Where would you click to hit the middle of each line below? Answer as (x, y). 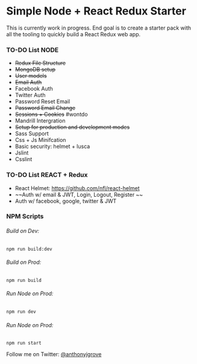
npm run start (24, 343)
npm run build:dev (29, 249)
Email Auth (28, 82)
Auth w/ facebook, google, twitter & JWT (66, 201)
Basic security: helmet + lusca (52, 147)
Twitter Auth (30, 95)
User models (31, 76)
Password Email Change (45, 108)
